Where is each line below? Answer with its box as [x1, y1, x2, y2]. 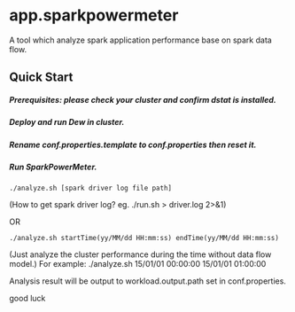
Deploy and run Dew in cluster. [9, 117, 125, 128]
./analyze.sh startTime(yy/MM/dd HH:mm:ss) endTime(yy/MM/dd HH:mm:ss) [9, 234, 279, 243]
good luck [9, 293, 46, 304]
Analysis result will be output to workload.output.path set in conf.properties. [9, 276, 286, 286]
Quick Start [9, 70, 74, 85]
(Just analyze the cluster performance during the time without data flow [9, 249, 272, 260]
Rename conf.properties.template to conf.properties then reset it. [9, 139, 257, 150]
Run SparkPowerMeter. [9, 161, 97, 173]
